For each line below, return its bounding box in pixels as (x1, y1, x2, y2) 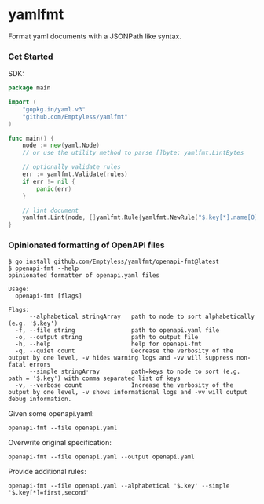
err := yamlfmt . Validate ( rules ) (22, 170, 128, 178)
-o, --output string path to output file (15, 333, 199, 341)
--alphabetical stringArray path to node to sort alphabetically (28, 312, 255, 320)
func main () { (8, 134, 55, 142)
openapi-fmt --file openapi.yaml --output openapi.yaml (8, 453, 195, 461)
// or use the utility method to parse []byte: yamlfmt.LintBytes (22, 149, 244, 157)
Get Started (8, 51, 53, 62)
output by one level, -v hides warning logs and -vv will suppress (8, 353, 234, 362)
